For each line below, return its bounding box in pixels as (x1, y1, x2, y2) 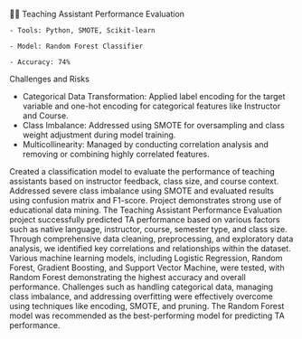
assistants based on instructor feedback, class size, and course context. (9, 176, 279, 186)
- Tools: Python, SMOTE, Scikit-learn (9, 26, 156, 35)
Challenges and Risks (9, 73, 90, 84)
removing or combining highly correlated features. (22, 149, 210, 159)
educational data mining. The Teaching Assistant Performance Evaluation (9, 204, 283, 215)
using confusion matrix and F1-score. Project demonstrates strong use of (9, 195, 282, 205)
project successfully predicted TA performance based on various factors (9, 214, 280, 225)
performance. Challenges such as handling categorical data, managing (9, 281, 274, 292)
